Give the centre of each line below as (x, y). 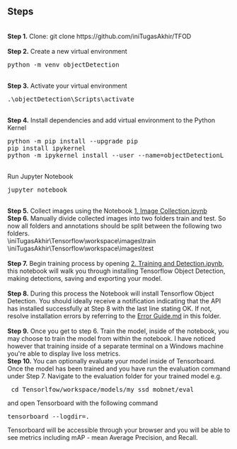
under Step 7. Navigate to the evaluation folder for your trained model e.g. (115, 376)
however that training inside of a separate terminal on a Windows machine (116, 346)
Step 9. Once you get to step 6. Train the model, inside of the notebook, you (118, 331)
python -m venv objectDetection (63, 64)
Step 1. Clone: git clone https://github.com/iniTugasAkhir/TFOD (99, 36)
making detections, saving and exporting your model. (85, 278)
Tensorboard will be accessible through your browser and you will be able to (119, 430)
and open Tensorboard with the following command (83, 403)
